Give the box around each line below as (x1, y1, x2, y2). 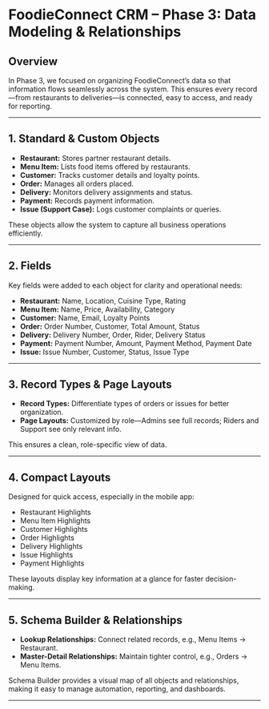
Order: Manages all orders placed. (19, 179, 134, 188)
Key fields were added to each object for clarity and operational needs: (8, 280, 243, 290)
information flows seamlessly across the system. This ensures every (8, 84, 235, 94)
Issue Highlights (19, 550, 74, 560)
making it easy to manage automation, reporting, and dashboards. (8, 684, 226, 694)
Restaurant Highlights (19, 507, 91, 518)
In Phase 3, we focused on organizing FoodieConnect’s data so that (8, 76, 231, 85)
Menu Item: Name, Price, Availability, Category (19, 304, 175, 314)
